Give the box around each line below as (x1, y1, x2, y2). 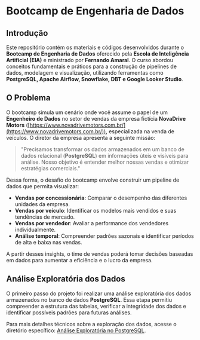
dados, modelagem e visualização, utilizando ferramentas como (6, 69, 164, 76)
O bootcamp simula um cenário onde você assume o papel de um (6, 109, 168, 116)
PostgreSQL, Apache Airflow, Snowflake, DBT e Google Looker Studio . (6, 76, 183, 82)
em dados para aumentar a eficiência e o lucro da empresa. (6, 256, 153, 264)
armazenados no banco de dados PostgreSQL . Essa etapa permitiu (6, 296, 172, 303)
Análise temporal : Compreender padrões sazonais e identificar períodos (14, 232, 194, 240)
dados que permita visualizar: (6, 182, 79, 189)
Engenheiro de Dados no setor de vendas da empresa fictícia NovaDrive (6, 115, 186, 122)
